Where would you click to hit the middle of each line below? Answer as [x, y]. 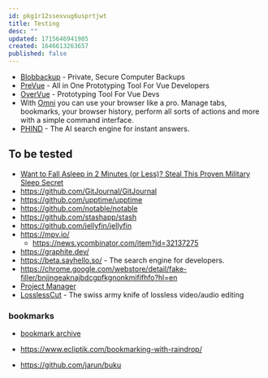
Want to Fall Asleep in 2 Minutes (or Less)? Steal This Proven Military [135, 174]
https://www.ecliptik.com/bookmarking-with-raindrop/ [111, 350]
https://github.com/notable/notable [79, 208]
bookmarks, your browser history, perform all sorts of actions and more [140, 111]
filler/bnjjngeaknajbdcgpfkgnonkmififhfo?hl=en [99, 277]
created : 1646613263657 [49, 46]
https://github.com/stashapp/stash [78, 217]
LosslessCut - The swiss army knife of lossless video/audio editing [132, 294]
